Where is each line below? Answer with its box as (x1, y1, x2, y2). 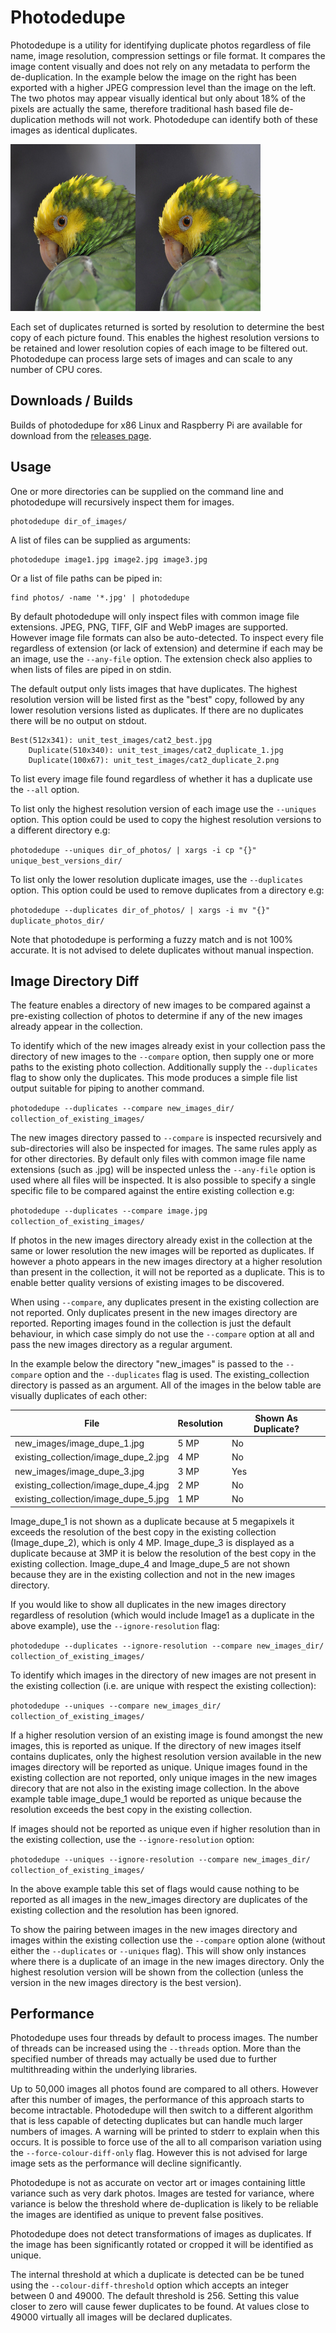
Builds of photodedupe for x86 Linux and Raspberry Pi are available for (10, 419, 303, 431)
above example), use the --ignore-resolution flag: (10, 1619, 220, 1631)
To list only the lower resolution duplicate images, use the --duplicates (10, 873, 304, 885)
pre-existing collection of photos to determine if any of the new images (10, 1010, 303, 1022)
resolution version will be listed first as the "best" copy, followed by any (10, 693, 305, 705)
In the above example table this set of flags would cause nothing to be (10, 1882, 300, 1895)
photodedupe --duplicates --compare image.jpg (10, 1206, 208, 1216)
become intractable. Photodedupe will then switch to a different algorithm (10, 2104, 314, 2116)
